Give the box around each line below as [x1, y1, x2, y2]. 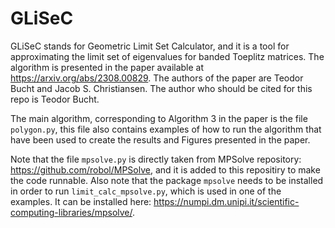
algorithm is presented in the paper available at [10, 61, 205, 73]
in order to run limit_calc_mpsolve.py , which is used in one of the [10, 185, 282, 197]
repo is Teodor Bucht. [10, 93, 100, 105]
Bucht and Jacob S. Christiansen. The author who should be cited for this [10, 82, 313, 94]
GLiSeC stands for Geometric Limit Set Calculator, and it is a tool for [10, 40, 290, 52]
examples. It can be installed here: [10, 195, 152, 207]
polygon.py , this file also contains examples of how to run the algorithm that [10, 123, 322, 135]
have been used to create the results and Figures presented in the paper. [10, 133, 311, 146]
